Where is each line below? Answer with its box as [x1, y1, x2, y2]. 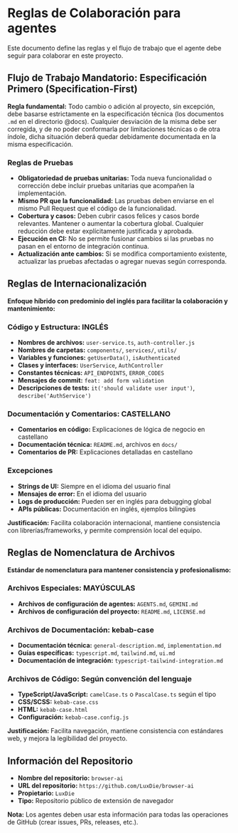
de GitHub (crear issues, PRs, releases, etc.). [7, 818, 139, 827]
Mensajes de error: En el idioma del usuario [17, 490, 147, 498]
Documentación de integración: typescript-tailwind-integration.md [17, 656, 224, 665]
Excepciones [7, 465, 53, 475]
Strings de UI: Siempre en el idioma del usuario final [17, 482, 171, 490]
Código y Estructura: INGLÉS [7, 322, 109, 332]
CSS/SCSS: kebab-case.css [17, 698, 99, 706]
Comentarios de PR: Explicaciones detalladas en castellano [17, 447, 193, 457]
